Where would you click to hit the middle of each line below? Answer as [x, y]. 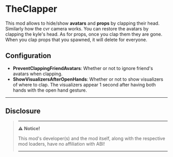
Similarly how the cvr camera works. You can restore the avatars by [77, 28]
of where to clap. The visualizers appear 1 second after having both [84, 84]
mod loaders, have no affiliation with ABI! [61, 144]
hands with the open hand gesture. [50, 90]
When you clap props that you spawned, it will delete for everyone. [76, 40]
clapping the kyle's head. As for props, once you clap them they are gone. [84, 34]
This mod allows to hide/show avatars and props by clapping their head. [82, 23]
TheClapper [31, 9]
